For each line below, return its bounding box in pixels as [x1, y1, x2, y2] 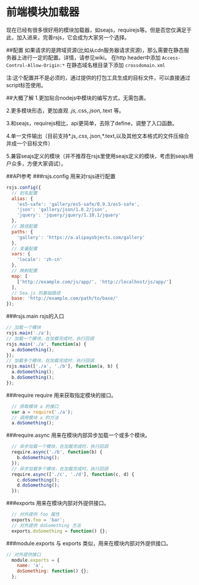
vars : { [11, 251, 31, 257]
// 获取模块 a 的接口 [11, 404, 59, 410]
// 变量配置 [11, 245, 38, 251]
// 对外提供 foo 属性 [11, 512, 60, 518]
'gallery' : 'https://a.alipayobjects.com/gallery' [17, 234, 145, 241]
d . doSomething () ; [17, 482, 60, 488]
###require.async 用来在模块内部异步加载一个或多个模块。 [6, 432, 151, 439]
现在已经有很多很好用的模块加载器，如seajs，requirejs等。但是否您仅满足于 [6, 26, 192, 33]
